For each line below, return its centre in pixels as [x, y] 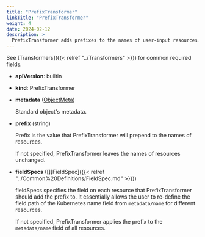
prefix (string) [33, 123]
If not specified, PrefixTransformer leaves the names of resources [98, 154]
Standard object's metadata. [51, 111]
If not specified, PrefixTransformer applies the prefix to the [89, 221]
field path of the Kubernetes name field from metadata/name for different [105, 203]
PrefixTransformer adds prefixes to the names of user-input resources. [106, 40]
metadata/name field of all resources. [60, 228]
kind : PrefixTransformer [45, 88]
